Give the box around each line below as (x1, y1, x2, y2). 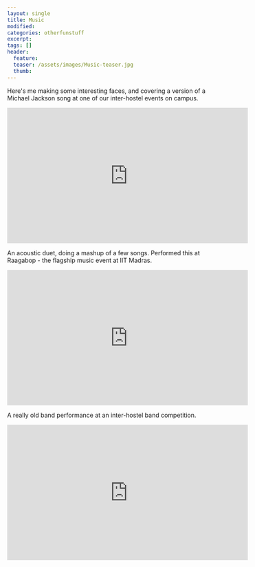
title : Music (7, 17, 45, 23)
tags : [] (7, 42, 32, 49)
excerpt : (7, 36, 32, 43)
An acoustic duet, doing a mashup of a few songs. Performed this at (7, 248, 201, 257)
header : (7, 49, 30, 56)
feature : (13, 55, 38, 62)
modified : (7, 23, 36, 30)
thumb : (13, 67, 32, 74)
